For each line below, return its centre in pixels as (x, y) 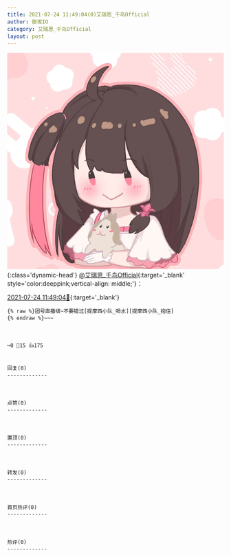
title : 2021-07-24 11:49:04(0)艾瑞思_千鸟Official (78, 14)
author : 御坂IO (28, 22)
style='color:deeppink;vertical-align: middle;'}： (75, 284)
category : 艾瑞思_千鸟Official (49, 29)
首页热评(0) (22, 508)
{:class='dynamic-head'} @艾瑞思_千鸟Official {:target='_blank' (96, 275)
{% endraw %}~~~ (30, 318)
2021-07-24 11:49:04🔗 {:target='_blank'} (64, 297)
